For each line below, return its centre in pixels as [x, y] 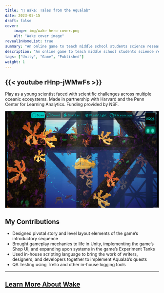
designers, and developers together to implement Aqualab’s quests [80, 259]
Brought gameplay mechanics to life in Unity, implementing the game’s [83, 244]
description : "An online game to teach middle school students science [79, 51]
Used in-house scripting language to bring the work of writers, [75, 254]
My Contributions [32, 221]
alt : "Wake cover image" [39, 36]
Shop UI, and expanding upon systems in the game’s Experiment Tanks [83, 249]
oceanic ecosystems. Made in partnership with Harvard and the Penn [75, 99]
